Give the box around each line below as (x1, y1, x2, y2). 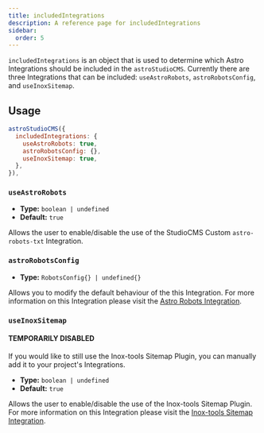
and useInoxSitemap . (8, 81, 75, 91)
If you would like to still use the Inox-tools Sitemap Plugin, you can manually (8, 351, 257, 361)
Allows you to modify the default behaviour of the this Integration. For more (8, 288, 254, 297)
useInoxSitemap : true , (22, 154, 98, 163)
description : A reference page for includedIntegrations (8, 19, 201, 27)
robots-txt (8, 238, 45, 246)
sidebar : (8, 26, 37, 34)
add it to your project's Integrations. (8, 359, 126, 369)
